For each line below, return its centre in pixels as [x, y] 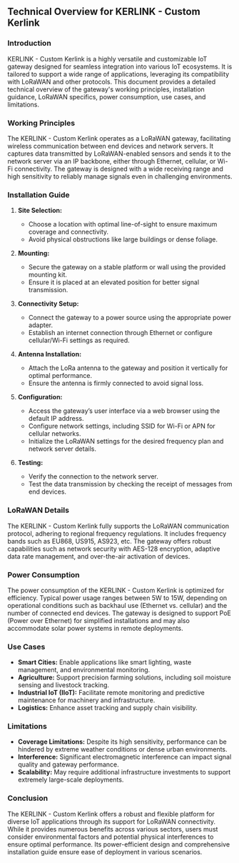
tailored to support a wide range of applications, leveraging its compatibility [118, 74]
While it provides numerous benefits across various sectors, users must [113, 829]
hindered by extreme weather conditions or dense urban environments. [122, 749]
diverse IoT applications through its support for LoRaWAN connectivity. [112, 822]
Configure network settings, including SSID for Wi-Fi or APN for [122, 426]
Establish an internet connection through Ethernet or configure [120, 333]
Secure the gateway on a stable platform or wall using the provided [127, 267]
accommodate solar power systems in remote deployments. [95, 628]
